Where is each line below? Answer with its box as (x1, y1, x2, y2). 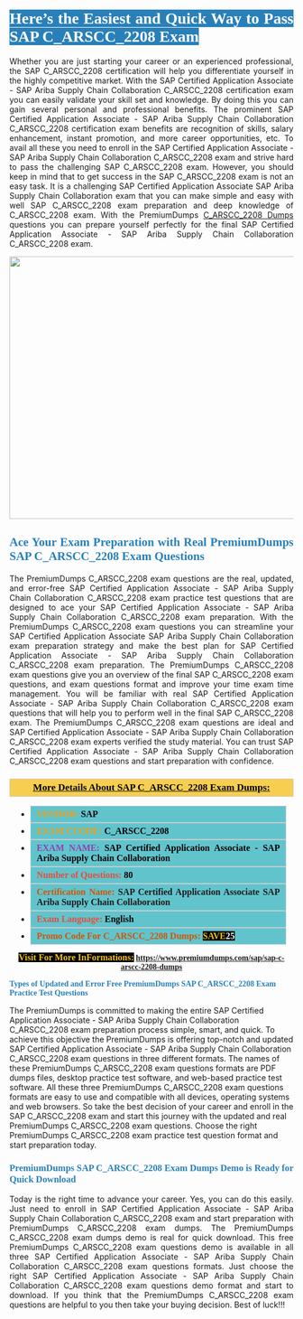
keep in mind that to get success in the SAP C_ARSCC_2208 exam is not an (9, 171, 294, 182)
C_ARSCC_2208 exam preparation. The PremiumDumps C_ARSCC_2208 (9, 659, 294, 670)
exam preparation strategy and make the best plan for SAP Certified (9, 640, 294, 650)
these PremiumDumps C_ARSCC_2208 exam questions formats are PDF (9, 1062, 277, 1074)
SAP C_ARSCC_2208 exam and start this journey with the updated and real (9, 1111, 287, 1122)
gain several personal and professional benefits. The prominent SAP (9, 104, 294, 115)
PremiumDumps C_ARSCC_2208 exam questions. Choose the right (9, 1120, 258, 1131)
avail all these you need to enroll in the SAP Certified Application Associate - (9, 142, 294, 153)
